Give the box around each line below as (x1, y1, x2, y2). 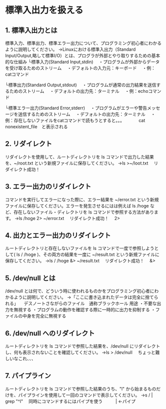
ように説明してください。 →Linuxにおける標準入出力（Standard (5, 46, 136, 52)
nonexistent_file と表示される (5, 124, 68, 130)
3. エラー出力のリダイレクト (5, 183, 91, 191)
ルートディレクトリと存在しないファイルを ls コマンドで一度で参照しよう (5, 245, 155, 251)
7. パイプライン (5, 372, 51, 380)
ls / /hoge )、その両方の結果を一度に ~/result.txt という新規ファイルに (16, 251, 160, 257)
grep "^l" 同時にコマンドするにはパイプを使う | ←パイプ (5, 398, 136, 404)
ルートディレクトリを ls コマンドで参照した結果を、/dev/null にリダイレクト (5, 343, 161, 349)
